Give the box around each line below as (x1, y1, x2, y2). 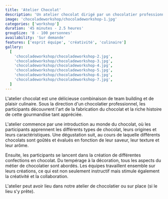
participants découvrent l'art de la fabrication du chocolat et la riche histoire (5, 106, 162, 112)
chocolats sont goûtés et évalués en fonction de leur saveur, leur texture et (5, 137, 159, 143)
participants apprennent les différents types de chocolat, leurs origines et (5, 126, 156, 132)
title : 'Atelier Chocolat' (5, 7, 61, 12)
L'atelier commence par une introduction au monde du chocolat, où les (5, 121, 151, 127)
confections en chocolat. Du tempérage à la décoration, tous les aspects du (5, 157, 161, 163)
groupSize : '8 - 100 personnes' (5, 30, 72, 35)
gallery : (5, 44, 23, 49)
